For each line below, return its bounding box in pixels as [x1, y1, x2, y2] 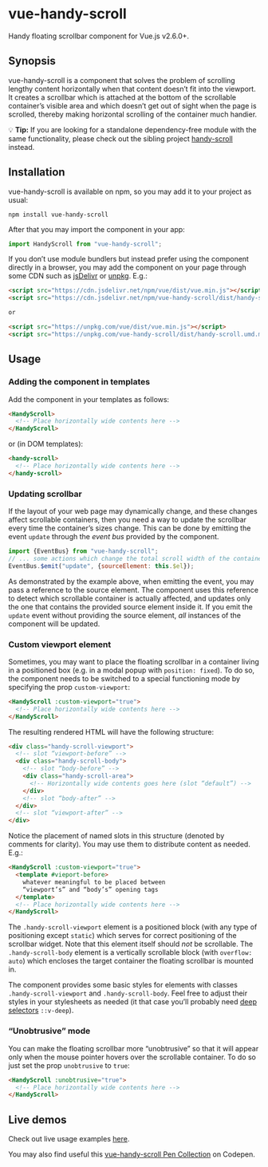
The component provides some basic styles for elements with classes [8, 980, 238, 990]
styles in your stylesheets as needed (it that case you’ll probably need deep [8, 997, 258, 1007]
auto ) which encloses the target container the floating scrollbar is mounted [8, 956, 254, 966]
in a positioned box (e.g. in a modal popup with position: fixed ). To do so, [8, 665, 255, 675]
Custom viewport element [8, 639, 112, 650]
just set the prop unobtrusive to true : [8, 1060, 130, 1070]
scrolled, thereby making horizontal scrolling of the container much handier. [8, 109, 258, 119]
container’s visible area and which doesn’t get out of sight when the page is [8, 101, 257, 110]
